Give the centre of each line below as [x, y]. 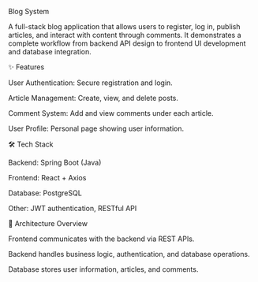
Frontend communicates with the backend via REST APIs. [101, 239]
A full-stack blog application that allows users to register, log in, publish [124, 26]
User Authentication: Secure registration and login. [91, 83]
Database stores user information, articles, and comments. [103, 269]
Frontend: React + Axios [47, 178]
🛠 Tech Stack [31, 144]
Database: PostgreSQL [45, 193]
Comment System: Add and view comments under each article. [111, 113]
